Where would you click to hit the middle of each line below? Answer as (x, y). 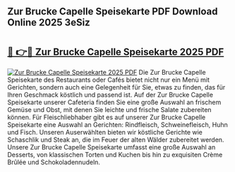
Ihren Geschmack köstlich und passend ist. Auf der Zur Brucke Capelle (110, 95)
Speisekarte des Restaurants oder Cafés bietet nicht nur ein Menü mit (109, 80)
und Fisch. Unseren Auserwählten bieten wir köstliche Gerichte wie (105, 132)
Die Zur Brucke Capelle (172, 72)
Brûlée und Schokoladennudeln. (54, 162)
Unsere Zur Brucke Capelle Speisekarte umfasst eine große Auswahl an (112, 147)
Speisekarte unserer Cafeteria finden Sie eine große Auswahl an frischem (114, 102)
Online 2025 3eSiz (49, 23)
